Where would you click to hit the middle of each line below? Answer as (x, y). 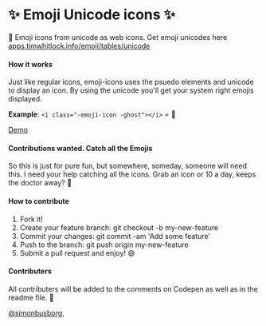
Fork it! (31, 219)
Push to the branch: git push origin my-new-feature (104, 245)
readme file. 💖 (31, 297)
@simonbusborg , (37, 312)
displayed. (25, 99)
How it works (31, 64)
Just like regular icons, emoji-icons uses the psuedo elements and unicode (131, 82)
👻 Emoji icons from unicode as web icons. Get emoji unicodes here (118, 37)
